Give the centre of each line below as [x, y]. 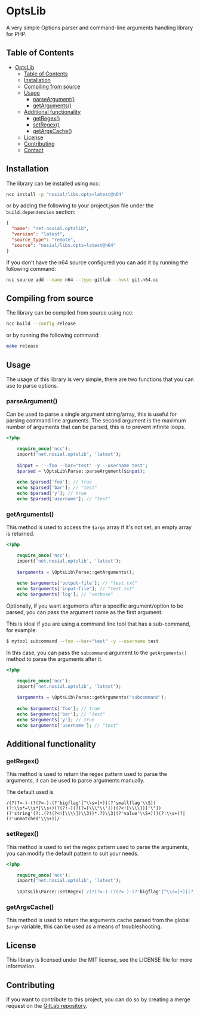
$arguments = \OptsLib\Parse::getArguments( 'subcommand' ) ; [92, 697]
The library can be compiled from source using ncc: [70, 313]
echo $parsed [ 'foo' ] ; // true [55, 482]
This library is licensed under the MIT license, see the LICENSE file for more [99, 960]
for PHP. [16, 34]
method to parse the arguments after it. [54, 659]
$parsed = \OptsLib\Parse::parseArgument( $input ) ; [81, 471]
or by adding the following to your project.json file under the [80, 206]
